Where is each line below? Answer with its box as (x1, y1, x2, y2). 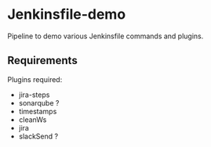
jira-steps (18, 90, 50, 99)
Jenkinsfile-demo (7, 5, 126, 23)
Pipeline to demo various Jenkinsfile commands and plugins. (7, 31, 204, 41)
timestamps (18, 106, 57, 116)
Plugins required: (7, 74, 63, 84)
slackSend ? (18, 131, 59, 141)
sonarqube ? (18, 98, 60, 107)
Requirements (7, 54, 78, 67)
